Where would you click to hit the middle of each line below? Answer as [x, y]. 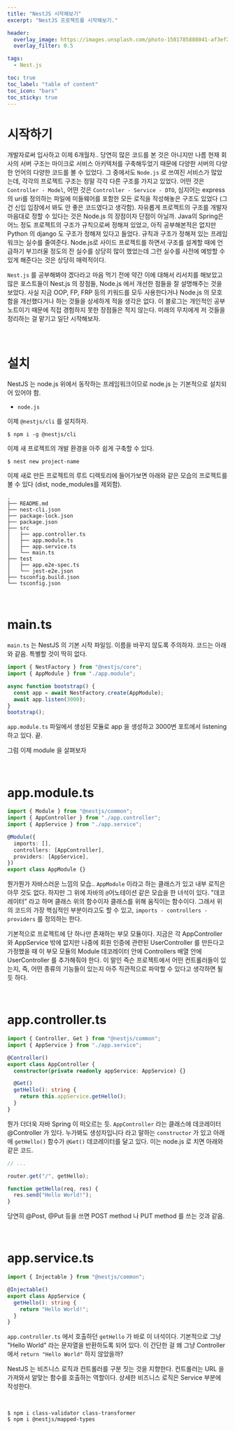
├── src [19, 529]
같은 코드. [20, 1150]
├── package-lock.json [40, 516]
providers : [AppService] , [51, 857]
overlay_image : [36, 39]
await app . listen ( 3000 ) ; [50, 699]
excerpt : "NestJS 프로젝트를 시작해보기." [63, 20]
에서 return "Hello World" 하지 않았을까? [65, 1354]
